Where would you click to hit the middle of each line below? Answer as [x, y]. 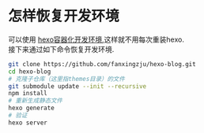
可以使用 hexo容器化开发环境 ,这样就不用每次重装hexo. [96, 39]
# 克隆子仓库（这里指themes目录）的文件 [66, 79]
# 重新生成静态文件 [36, 101]
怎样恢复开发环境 [64, 16]
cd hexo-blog [30, 72]
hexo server [28, 123]
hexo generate [32, 108]
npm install [28, 94]
